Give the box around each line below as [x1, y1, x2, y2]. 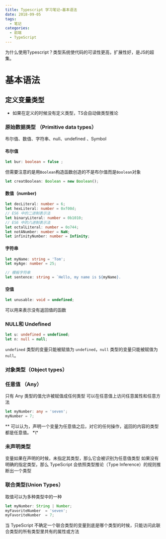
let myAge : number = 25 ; [5, 261, 57, 266]
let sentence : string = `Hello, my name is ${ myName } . [5, 275, 121, 280]
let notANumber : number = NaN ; [5, 229, 70, 234]
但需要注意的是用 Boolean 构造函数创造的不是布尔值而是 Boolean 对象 [5, 169, 141, 175]
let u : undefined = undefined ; [5, 332, 70, 337]
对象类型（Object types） [5, 366, 68, 373]
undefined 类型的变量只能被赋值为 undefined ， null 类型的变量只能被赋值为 [5, 346, 158, 352]
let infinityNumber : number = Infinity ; [5, 234, 90, 239]
